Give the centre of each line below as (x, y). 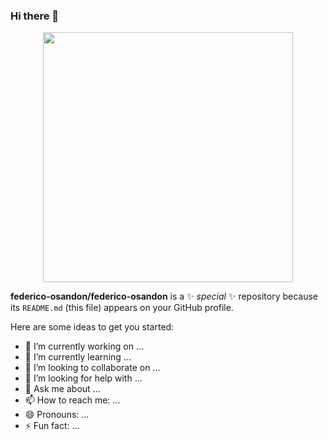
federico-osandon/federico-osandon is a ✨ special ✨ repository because (164, 296)
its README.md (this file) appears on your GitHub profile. (122, 308)
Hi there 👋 (35, 16)
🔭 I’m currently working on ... (84, 346)
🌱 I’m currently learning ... (78, 357)
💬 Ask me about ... (62, 389)
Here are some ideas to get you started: (92, 327)
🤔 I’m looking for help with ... (83, 378)
